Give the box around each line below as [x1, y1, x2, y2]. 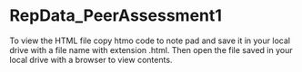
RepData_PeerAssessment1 [9, 5, 223, 26]
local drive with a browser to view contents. [9, 54, 173, 65]
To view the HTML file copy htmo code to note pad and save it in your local [9, 35, 291, 46]
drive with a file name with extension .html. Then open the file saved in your [9, 44, 293, 55]
